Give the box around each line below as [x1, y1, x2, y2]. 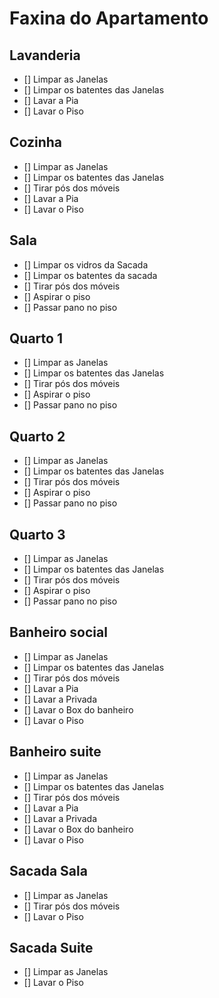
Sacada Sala [9, 863, 88, 880]
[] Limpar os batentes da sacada [23, 269, 158, 281]
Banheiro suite [9, 743, 102, 761]
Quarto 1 [9, 330, 63, 347]
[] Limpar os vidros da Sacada [23, 258, 149, 271]
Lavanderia [9, 47, 81, 64]
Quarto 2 [9, 428, 66, 445]
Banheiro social [9, 624, 108, 641]
